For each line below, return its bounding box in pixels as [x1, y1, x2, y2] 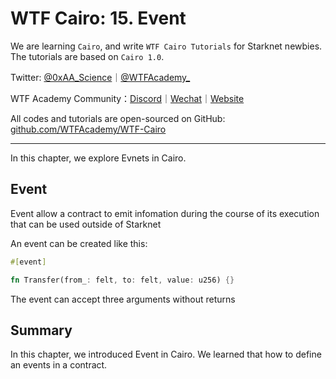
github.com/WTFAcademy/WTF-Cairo [10, 123, 167, 135]
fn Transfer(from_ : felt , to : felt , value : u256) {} [10, 275, 235, 285]
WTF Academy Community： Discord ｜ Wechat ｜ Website [10, 92, 245, 104]
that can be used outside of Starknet [10, 218, 162, 230]
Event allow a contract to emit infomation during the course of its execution [10, 207, 320, 219]
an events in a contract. [10, 359, 108, 371]
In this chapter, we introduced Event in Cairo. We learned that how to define [10, 348, 322, 361]
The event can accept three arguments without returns [10, 293, 236, 305]
